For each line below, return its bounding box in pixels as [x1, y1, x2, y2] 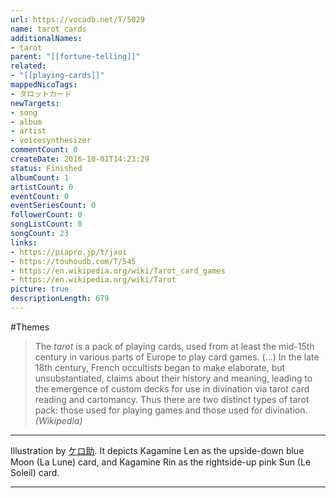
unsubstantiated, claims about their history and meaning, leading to [34, 372, 313, 384]
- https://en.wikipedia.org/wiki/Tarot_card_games [10, 266, 226, 276]
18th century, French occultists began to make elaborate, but [34, 361, 286, 373]
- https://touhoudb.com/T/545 [10, 256, 137, 266]
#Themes [10, 321, 50, 333]
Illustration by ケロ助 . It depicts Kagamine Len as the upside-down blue [10, 444, 305, 456]
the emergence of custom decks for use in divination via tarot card [34, 382, 310, 395]
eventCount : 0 [10, 191, 70, 201]
